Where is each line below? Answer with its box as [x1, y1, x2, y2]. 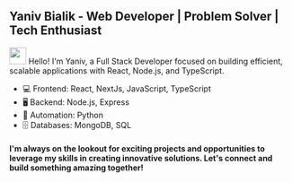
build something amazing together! [9, 162, 144, 173]
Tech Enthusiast [9, 23, 102, 39]
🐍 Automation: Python [22, 109, 103, 120]
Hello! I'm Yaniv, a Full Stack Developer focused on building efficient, [28, 56, 283, 66]
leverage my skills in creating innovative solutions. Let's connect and [9, 153, 273, 164]
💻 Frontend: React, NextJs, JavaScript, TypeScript [22, 82, 211, 94]
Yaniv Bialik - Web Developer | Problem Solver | [9, 9, 279, 24]
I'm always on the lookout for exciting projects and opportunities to [9, 143, 265, 154]
